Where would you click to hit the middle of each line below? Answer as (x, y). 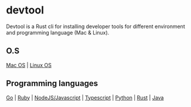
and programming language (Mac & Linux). (58, 32)
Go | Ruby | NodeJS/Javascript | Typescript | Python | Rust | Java (85, 98)
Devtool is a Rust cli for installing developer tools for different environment (96, 26)
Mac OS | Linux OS (29, 65)
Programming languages (52, 83)
